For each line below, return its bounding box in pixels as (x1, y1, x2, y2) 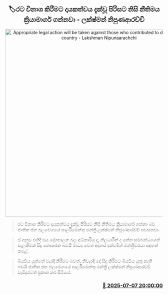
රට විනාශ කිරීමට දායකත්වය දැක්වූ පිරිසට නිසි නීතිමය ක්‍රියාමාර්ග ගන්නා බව (17, 221, 155, 227)
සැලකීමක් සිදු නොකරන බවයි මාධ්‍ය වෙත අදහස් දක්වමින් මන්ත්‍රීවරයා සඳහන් (17, 242, 158, 248)
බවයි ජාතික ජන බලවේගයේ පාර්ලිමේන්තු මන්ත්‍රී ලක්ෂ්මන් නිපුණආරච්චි (17, 263, 151, 269)
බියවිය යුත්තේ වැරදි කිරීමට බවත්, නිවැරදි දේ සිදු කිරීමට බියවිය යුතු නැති (17, 258, 152, 264)
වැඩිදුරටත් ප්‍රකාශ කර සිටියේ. (17, 269, 71, 275)
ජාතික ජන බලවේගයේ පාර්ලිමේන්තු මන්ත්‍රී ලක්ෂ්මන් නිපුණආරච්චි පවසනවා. (17, 226, 160, 232)
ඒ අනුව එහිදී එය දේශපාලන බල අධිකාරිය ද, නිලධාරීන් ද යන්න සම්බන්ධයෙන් (17, 236, 160, 242)
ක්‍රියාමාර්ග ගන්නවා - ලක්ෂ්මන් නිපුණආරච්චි (23, 16, 145, 24)
